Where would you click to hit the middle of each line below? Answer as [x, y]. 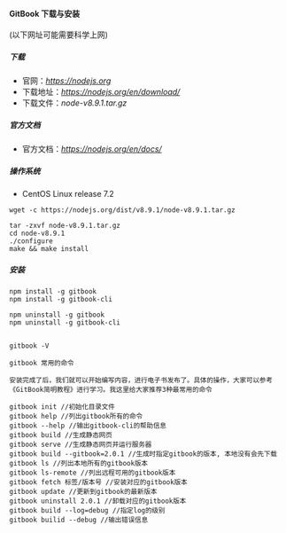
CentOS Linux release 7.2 [68, 194]
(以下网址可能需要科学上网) [59, 35]
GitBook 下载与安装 [45, 13]
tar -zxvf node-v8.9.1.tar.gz [65, 226]
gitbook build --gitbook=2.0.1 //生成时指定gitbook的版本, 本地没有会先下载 [143, 454]
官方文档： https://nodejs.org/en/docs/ [92, 149]
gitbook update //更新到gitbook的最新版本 [83, 492]
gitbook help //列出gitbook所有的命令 [76, 417]
